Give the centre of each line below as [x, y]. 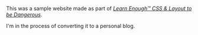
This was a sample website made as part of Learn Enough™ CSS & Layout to [99, 8]
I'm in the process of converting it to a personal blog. [71, 26]
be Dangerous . [24, 15]
